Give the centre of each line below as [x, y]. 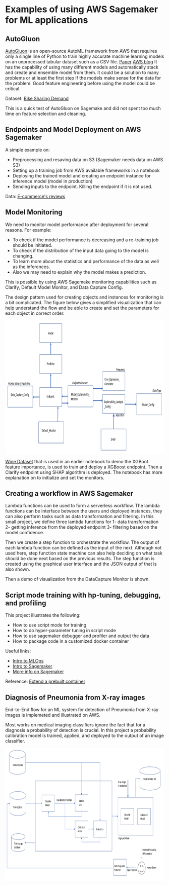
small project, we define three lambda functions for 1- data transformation [82, 522]
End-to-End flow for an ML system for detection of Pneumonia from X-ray [82, 710]
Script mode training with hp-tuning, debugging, [83, 595]
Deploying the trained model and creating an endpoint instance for [82, 175]
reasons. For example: [28, 230]
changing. [23, 256]
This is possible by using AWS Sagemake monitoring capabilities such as [81, 282]
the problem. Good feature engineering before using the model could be [80, 83]
